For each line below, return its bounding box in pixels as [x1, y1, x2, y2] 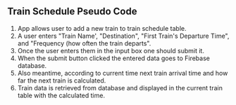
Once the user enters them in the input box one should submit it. [17, 46, 204, 55]
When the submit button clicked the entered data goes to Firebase [17, 54, 210, 62]
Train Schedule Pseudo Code [7, 6, 137, 17]
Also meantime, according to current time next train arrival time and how [17, 69, 228, 77]
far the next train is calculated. [17, 76, 106, 85]
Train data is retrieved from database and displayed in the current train [17, 83, 223, 92]
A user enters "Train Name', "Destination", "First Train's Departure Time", [17, 31, 230, 40]
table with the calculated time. [17, 91, 106, 99]
